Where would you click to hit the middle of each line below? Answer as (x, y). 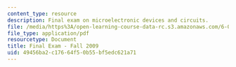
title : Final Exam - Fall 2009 (53, 46)
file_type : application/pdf (48, 33)
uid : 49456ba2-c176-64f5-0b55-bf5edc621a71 (72, 53)
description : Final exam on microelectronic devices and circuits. (108, 20)
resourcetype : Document (42, 40)
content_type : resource (42, 14)
